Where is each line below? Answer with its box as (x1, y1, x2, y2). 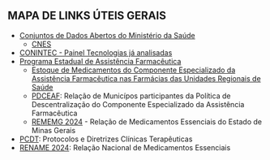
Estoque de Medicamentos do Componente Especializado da (31, 65, 236, 75)
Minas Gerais (31, 125, 76, 135)
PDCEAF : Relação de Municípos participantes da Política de (31, 91, 231, 101)
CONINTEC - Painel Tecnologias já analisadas (19, 47, 173, 58)
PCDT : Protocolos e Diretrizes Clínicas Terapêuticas (19, 134, 193, 144)
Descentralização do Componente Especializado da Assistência (31, 99, 245, 109)
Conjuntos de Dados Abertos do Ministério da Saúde (19, 30, 195, 40)
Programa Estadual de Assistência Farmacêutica (19, 56, 182, 66)
